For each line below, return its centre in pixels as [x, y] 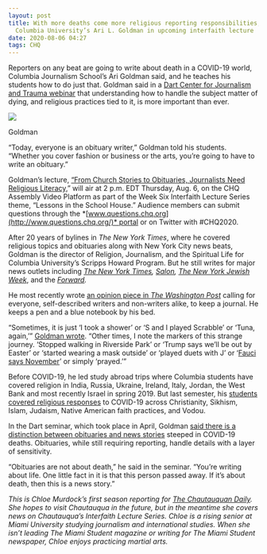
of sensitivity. [30, 451]
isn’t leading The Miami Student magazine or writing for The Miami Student [132, 533]
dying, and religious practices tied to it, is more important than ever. [119, 102]
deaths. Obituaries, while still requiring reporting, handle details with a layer [132, 443]
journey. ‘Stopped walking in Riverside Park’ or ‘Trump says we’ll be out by [130, 345]
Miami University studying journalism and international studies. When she [129, 525]
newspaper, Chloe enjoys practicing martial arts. [88, 541]
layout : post [30, 16]
